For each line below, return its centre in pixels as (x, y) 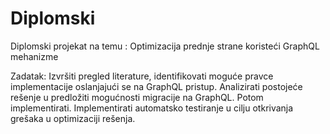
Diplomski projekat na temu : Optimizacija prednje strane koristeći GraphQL (165, 46)
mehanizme (34, 56)
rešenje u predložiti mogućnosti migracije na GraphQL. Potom (137, 97)
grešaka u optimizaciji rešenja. (73, 118)
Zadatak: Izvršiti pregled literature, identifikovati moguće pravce (142, 76)
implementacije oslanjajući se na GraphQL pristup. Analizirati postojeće (156, 86)
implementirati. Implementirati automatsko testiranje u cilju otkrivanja (152, 108)
